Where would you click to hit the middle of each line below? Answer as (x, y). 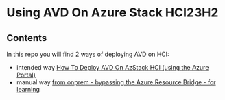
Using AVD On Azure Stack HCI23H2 (113, 13)
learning (28, 89)
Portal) (26, 75)
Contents (27, 38)
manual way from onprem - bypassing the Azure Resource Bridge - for (116, 82)
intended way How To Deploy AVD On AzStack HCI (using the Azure (113, 67)
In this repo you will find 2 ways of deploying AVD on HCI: (88, 54)
